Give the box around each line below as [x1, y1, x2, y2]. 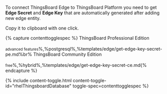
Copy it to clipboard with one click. [5, 25, 79, 31]
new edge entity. [5, 15, 41, 21]
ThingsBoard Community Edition [33, 51, 102, 57]
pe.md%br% [5, 51, 32, 57]
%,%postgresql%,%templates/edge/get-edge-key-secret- [38, 46, 162, 52]
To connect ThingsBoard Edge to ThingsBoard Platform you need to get [5, 5, 157, 10]
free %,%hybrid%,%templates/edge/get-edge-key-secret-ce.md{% [5, 62, 147, 68]
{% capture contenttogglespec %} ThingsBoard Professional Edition [5, 35, 150, 41]
